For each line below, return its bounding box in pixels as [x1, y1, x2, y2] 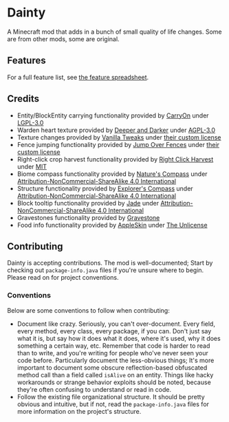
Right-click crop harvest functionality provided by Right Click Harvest [17, 155, 214, 163]
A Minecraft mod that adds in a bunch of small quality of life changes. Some [7, 27, 222, 36]
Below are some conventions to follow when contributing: [7, 306, 170, 314]
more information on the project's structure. [17, 407, 142, 415]
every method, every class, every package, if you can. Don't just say [17, 326, 212, 335]
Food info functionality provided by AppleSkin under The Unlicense [17, 221, 208, 229]
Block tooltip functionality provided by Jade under [17, 199, 160, 207]
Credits [7, 93, 40, 104]
